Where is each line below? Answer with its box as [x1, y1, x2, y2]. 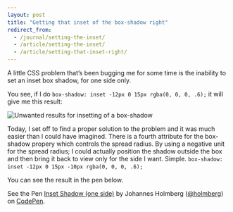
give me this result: [7, 97, 63, 106]
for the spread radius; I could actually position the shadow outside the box [7, 147, 223, 155]
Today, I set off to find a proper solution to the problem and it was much [7, 125, 215, 133]
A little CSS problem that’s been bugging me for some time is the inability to [7, 69, 227, 77]
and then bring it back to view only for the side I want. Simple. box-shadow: [7, 155, 223, 163]
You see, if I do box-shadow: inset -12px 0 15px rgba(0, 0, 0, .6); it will [7, 90, 224, 98]
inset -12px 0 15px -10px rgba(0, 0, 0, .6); [7, 163, 143, 170]
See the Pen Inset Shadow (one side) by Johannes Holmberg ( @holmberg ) [7, 189, 224, 197]
